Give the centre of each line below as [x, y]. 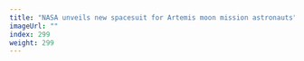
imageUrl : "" [34, 26]
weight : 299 [32, 43]
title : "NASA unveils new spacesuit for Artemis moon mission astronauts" [153, 17]
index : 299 [30, 34]
